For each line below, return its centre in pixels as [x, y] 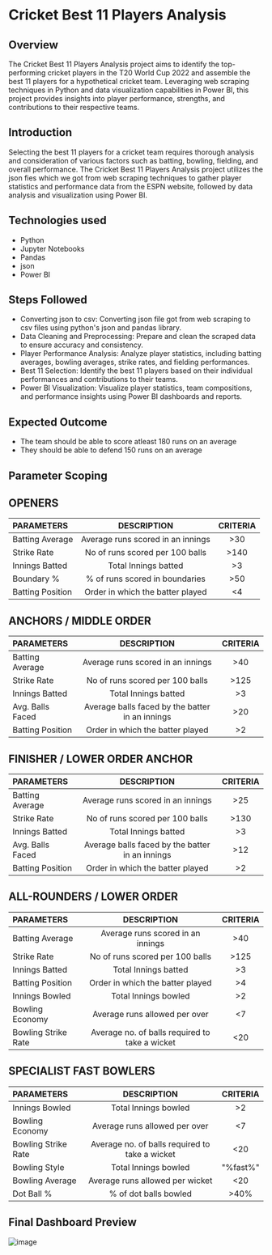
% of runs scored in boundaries [146, 579]
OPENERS [34, 503]
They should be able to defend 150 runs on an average [111, 450]
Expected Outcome [58, 422]
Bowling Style [38, 1167]
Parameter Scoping [58, 475]
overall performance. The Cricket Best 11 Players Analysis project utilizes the [136, 169]
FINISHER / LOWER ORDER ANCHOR [101, 759]
